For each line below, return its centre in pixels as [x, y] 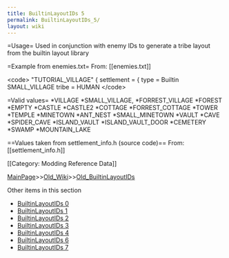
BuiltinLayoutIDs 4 [43, 233]
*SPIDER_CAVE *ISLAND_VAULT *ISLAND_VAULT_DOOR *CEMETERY [107, 122]
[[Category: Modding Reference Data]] [62, 164]
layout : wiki [26, 26]
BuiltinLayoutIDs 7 [43, 248]
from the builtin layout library [48, 53]
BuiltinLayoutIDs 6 [43, 240]
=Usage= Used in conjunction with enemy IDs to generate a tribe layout [109, 46]
